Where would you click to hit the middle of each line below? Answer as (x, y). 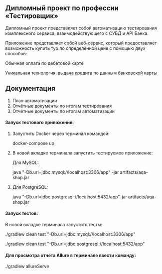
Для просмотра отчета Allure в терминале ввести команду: (71, 255)
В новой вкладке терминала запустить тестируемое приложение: (82, 153)
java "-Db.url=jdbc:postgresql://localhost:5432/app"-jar (70, 197)
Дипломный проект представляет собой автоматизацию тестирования (81, 28)
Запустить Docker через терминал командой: (61, 134)
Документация (30, 88)
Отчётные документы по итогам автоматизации (63, 111)
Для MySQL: (25, 162)
